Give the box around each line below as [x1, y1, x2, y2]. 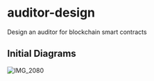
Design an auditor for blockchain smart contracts [7, 28, 147, 36]
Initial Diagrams [7, 48, 76, 60]
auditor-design [7, 5, 96, 21]
